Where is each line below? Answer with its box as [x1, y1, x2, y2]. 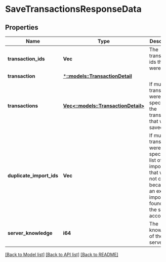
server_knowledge [7, 230, 53, 236]
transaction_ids [7, 55, 45, 62]
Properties [5, 23, 39, 32]
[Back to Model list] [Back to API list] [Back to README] [5, 252, 119, 258]
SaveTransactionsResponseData [5, 3, 142, 15]
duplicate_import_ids [7, 172, 58, 179]
